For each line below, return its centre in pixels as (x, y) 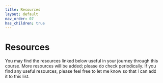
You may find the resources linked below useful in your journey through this (81, 61)
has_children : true (25, 23)
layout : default (22, 14)
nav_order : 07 (20, 19)
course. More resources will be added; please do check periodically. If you (81, 66)
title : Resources (23, 10)
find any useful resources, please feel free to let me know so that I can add (81, 71)
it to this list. (17, 77)
